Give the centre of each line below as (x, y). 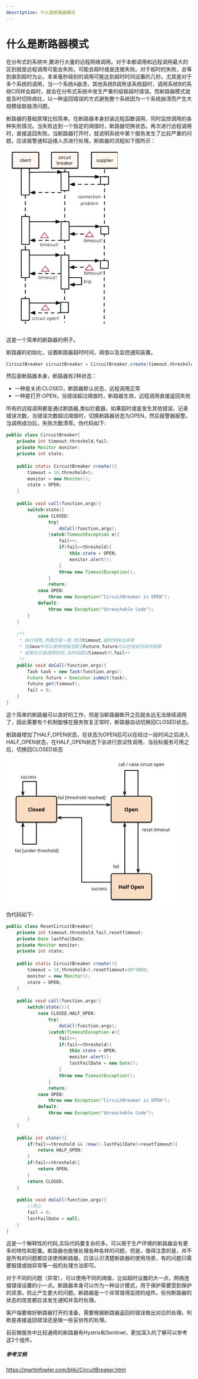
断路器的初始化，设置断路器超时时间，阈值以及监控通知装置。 (81, 352)
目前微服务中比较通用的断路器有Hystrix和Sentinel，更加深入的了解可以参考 (97, 1332)
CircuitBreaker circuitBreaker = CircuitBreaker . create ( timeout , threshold (100, 364)
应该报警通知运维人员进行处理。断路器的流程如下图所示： (86, 140)
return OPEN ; (53, 1169)
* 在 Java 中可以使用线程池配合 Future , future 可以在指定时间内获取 (90, 647)
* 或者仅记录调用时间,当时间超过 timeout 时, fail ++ (75, 653)
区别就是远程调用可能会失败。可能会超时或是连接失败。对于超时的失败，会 (96, 69)
